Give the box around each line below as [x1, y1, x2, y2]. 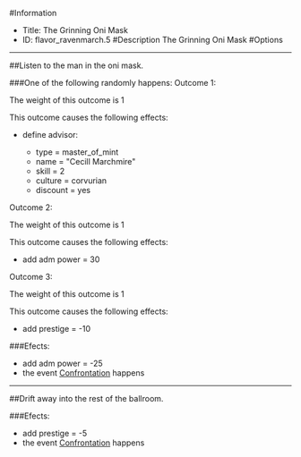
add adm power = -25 [21, 358, 103, 368]
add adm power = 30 [21, 254, 100, 265]
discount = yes [35, 185, 91, 195]
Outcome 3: [9, 272, 53, 282]
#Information [9, 8, 57, 18]
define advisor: [21, 130, 79, 140]
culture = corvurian [35, 175, 107, 186]
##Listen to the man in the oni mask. [9, 60, 144, 71]
